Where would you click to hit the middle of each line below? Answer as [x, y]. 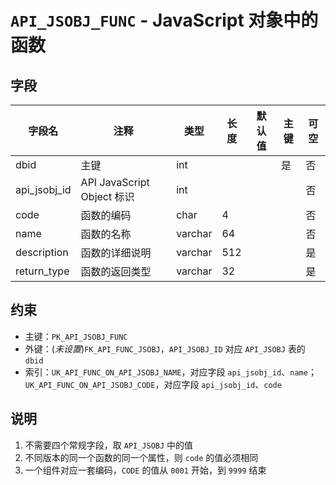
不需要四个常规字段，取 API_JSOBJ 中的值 [109, 445]
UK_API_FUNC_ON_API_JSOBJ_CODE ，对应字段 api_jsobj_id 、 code [153, 384]
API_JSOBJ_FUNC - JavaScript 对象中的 [164, 20]
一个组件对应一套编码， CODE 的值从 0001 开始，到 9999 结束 [145, 470]
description [42, 252]
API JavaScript [115, 182]
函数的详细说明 [116, 253]
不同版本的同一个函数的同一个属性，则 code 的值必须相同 [141, 457]
